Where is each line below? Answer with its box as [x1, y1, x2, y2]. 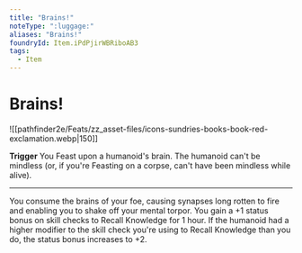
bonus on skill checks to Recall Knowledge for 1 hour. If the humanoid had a [9, 214, 289, 225]
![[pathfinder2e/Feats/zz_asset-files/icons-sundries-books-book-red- [9, 123, 269, 134]
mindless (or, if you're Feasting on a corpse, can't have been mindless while [9, 159, 291, 171]
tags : [9, 47, 30, 56]
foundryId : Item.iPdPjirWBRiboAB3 [9, 38, 139, 48]
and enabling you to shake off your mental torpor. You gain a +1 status [9, 204, 269, 216]
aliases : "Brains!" [9, 30, 83, 39]
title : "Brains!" [9, 13, 75, 23]
